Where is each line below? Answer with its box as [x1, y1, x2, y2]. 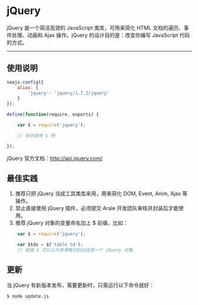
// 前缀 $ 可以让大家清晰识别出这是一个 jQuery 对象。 [17, 248, 137, 253]
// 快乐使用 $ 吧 [17, 133, 55, 138]
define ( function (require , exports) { [6, 111, 99, 118]
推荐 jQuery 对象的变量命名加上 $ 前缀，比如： [15, 219, 129, 226]
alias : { [17, 84, 39, 90]
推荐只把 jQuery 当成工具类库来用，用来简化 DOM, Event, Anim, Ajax [15, 190, 182, 197]
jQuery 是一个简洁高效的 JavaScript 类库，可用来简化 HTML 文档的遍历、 [6, 24, 184, 31]
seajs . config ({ [6, 79, 44, 85]
